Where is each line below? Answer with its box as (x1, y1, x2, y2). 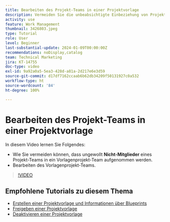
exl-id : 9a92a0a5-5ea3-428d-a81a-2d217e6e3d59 (5, 69, 105, 74)
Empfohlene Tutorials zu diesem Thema (5, 186, 133, 196)
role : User (5, 36, 28, 41)
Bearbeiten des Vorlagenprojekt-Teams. (12, 162, 96, 168)
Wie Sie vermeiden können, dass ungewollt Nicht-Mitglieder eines (12, 151, 152, 157)
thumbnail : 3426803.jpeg (5, 26, 58, 31)
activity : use (5, 17, 35, 22)
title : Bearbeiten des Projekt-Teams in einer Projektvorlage (5, 7, 139, 13)
